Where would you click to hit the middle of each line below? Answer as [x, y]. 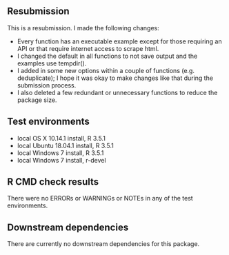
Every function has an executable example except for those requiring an [119, 41]
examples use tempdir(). [52, 63]
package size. [37, 100]
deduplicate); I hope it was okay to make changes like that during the [115, 78]
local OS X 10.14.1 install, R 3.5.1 [61, 138]
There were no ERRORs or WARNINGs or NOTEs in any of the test [100, 198]
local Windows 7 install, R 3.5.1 [60, 153]
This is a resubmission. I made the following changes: [83, 28]
